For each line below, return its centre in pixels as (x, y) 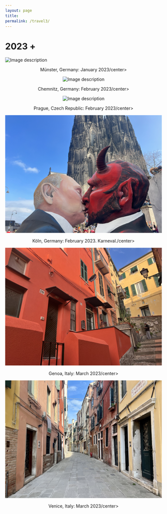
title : (12, 16)
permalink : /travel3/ (28, 21)
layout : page (19, 10)
